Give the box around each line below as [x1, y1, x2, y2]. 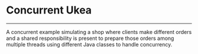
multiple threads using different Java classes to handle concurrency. [6, 41, 173, 48]
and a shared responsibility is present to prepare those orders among [6, 35, 174, 42]
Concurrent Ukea [6, 4, 92, 17]
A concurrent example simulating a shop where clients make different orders [6, 28, 192, 35]
